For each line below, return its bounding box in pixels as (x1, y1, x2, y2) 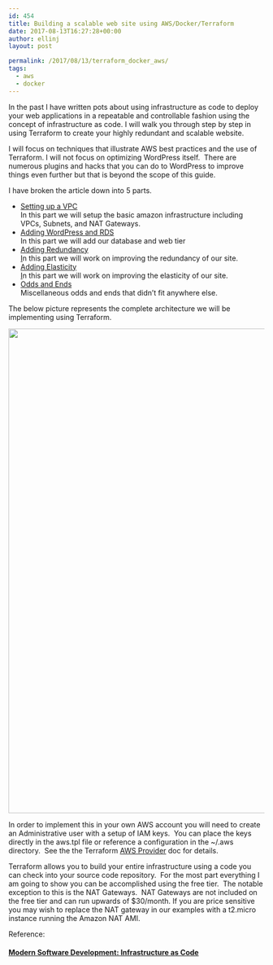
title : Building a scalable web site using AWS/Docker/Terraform (8, 20, 234, 28)
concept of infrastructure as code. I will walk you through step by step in (8, 119, 252, 129)
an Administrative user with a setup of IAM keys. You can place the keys (8, 828, 252, 838)
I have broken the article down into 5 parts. (8, 185, 152, 195)
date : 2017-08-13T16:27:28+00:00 (8, 27, 122, 35)
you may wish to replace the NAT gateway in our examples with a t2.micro (8, 905, 257, 915)
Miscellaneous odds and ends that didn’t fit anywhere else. (19, 287, 218, 297)
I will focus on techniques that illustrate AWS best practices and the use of (8, 143, 258, 153)
